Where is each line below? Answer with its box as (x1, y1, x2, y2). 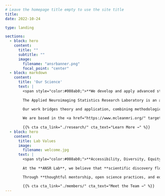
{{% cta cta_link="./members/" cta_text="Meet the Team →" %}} (23, 183, 155, 189)
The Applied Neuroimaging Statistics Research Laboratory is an (23, 98, 157, 103)
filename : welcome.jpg (23, 147, 69, 152)
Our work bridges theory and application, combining (23, 107, 133, 112)
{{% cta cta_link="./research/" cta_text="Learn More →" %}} (23, 125, 151, 130)
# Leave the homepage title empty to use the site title (5, 7, 124, 12)
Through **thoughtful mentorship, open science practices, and (23, 174, 155, 179)
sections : (5, 34, 26, 39)
